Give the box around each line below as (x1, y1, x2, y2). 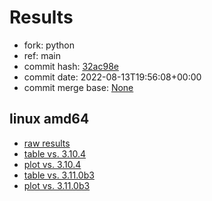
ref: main (23, 49, 61, 61)
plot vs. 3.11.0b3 (23, 179, 91, 191)
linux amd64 (9, 111, 90, 128)
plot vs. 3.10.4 (23, 158, 82, 170)
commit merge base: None (23, 81, 134, 93)
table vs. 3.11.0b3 (23, 169, 95, 181)
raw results (23, 137, 71, 149)
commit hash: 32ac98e (23, 60, 119, 72)
